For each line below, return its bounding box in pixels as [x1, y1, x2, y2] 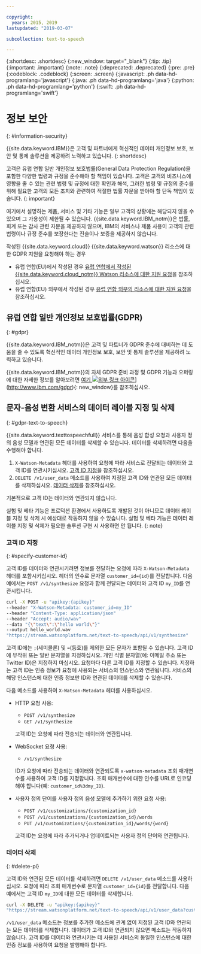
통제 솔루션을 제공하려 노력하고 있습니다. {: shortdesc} [19, 152, 147, 159]
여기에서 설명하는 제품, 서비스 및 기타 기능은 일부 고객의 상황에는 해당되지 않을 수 [6, 208, 194, 215]
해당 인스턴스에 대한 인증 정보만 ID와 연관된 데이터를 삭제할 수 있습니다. [6, 674, 172, 682]
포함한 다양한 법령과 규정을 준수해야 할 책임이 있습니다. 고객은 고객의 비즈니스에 [6, 172, 191, 180]
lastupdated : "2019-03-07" [6, 25, 74, 31]
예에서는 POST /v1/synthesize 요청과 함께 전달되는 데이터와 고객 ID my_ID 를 [6, 580, 184, 587]
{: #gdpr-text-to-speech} [6, 419, 68, 426]
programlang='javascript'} [6, 77, 71, 84]
